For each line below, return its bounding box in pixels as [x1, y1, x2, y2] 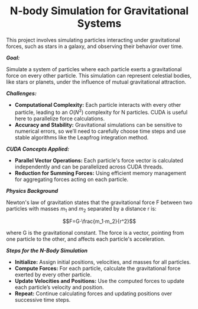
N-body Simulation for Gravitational [9, 4, 189, 18]
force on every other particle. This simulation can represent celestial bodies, [6, 72, 192, 79]
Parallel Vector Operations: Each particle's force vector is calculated [14, 157, 183, 164]
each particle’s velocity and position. [14, 283, 104, 291]
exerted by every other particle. [14, 271, 92, 278]
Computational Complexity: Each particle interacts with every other [14, 101, 181, 108]
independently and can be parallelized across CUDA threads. [14, 163, 164, 170]
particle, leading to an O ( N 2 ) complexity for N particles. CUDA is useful [14, 107, 188, 116]
